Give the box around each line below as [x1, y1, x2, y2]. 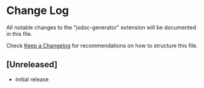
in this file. [6, 30, 32, 37]
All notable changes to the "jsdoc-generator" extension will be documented [6, 24, 197, 31]
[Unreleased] [6, 59, 58, 70]
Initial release [15, 75, 49, 83]
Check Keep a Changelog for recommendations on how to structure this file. [6, 42, 199, 49]
